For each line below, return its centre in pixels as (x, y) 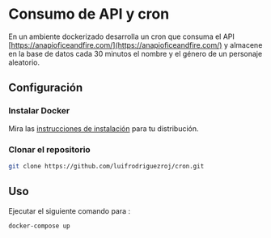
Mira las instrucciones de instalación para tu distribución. (104, 128)
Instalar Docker (39, 111)
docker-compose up (39, 226)
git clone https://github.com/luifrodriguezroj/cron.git (106, 166)
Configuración (46, 88)
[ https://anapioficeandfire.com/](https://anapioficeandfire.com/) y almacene (135, 45)
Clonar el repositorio (49, 149)
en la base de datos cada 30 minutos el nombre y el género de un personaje (135, 53)
